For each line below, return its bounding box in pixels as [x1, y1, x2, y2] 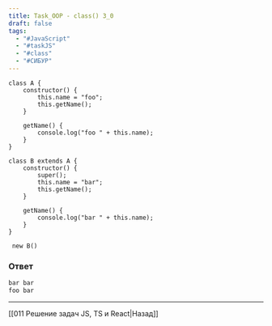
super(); [37, 171, 67, 179]
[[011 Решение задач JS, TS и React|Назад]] [8, 308, 159, 318]
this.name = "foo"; [37, 93, 104, 101]
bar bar [8, 279, 35, 287]
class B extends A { [8, 157, 79, 165]
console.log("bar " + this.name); [37, 214, 154, 222]
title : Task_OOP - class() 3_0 [8, 11, 114, 20]
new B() [11, 242, 38, 250]
